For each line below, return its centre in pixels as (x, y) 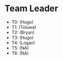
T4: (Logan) (23, 42)
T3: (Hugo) (23, 38)
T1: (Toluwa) (24, 27)
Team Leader (31, 9)
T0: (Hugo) (23, 22)
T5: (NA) (20, 48)
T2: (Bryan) (23, 32)
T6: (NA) (20, 53)
